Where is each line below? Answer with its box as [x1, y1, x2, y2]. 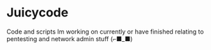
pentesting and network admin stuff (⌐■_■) [6, 34, 133, 42]
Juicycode [6, 5, 69, 21]
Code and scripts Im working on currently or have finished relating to [6, 27, 204, 36]
